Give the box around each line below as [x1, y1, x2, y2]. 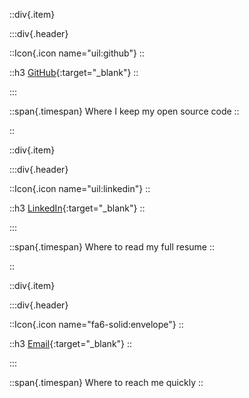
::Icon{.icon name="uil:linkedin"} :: [9, 183, 151, 194]
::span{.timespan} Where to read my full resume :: [9, 241, 216, 253]
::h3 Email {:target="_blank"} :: [9, 338, 133, 349]
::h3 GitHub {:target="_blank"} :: [9, 67, 139, 78]
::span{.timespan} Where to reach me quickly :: [9, 377, 204, 388]
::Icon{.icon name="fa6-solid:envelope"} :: [9, 319, 184, 330]
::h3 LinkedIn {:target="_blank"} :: [9, 202, 146, 214]
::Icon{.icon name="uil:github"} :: [9, 47, 145, 59]
